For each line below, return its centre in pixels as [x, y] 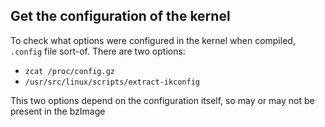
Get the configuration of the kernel [120, 16]
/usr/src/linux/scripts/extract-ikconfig [112, 82]
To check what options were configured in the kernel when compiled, [153, 40]
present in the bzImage [58, 111]
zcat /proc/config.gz [69, 71]
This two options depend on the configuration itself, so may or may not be [162, 100]
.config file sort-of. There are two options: [98, 51]
